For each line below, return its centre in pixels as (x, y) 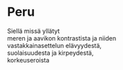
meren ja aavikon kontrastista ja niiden (61, 38)
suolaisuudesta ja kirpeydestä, (50, 53)
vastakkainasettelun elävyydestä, (55, 45)
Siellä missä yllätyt (34, 31)
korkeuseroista (28, 60)
